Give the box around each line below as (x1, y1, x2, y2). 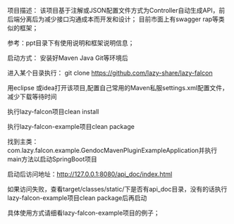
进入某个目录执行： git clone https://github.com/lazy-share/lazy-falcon (7, 69, 213, 77)
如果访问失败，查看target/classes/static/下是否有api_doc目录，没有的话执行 (7, 185, 228, 193)
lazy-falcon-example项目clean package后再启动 (7, 194, 147, 202)
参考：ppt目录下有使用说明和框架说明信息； (7, 39, 135, 47)
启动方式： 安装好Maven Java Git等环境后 (7, 54, 128, 62)
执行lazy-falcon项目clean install (7, 108, 99, 116)
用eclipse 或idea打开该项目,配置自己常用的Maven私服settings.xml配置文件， (7, 84, 229, 92)
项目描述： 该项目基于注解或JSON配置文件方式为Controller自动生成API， (7, 6, 219, 14)
